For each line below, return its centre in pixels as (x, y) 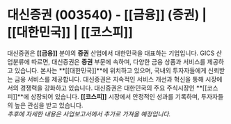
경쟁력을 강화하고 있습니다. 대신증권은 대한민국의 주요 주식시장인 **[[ (113, 88)
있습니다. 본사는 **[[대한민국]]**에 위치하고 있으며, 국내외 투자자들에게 (110, 70)
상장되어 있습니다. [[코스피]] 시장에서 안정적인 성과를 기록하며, (115, 96)
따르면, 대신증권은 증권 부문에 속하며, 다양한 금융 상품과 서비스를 (118, 61)
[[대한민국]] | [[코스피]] (70, 32)
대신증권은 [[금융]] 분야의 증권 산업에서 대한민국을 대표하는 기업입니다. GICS (111, 53)
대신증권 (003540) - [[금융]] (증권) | (107, 15)
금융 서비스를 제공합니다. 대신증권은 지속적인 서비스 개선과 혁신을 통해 (109, 79)
